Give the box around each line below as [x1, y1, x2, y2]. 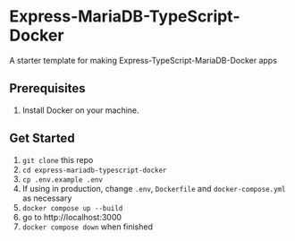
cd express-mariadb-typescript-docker [21, 166, 167, 175]
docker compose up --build [21, 203, 123, 212]
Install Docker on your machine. [21, 105, 140, 116]
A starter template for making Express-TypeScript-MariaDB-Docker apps [9, 55, 277, 65]
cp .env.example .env [21, 175, 103, 185]
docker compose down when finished [21, 221, 154, 232]
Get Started [9, 131, 75, 146]
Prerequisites [9, 81, 86, 96]
